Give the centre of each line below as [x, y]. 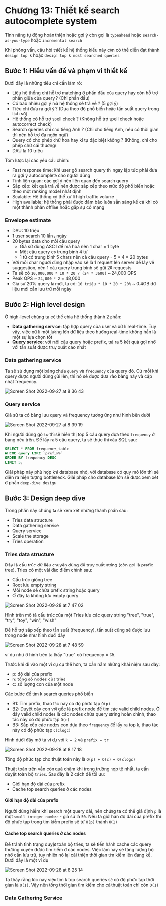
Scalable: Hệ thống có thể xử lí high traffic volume [63, 196]
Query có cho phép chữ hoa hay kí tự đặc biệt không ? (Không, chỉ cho [84, 140]
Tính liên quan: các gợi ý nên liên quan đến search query [70, 180]
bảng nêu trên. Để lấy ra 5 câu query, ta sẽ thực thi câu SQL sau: [71, 440]
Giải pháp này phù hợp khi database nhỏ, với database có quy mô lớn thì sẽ [82, 472]
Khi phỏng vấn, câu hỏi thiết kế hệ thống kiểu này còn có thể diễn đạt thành [82, 50]
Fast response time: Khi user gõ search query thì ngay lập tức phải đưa [84, 170]
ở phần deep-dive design [30, 482]
